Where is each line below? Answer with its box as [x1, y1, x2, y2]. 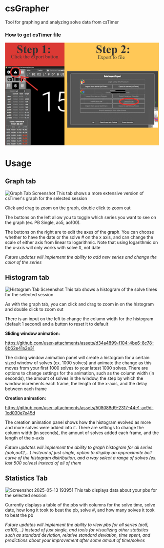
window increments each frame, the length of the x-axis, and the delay [5, 380, 147, 386]
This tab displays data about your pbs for [74, 487, 157, 493]
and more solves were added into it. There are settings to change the [5, 424, 144, 430]
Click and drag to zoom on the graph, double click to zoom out [5, 205, 131, 211]
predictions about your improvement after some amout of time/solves [5, 537, 145, 543]
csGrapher [5, 3, 49, 14]
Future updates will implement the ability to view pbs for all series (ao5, [5, 522, 149, 527]
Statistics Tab [5, 474, 48, 482]
